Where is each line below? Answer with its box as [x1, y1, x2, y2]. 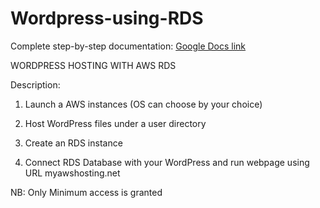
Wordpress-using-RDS [10, 7, 204, 30]
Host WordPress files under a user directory [24, 117, 207, 129]
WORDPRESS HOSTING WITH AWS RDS [10, 59, 177, 71]
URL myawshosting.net [24, 167, 121, 179]
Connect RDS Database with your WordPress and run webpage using [24, 156, 310, 168]
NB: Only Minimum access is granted [10, 186, 163, 198]
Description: [10, 78, 61, 91]
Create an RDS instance [24, 137, 123, 149]
